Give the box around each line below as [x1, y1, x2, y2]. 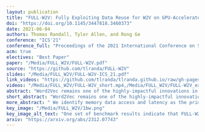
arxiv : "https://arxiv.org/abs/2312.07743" [6, 116, 119, 122]
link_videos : [6, 77, 40, 83]
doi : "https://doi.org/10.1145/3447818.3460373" [6, 20, 132, 26]
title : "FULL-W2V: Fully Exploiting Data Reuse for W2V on [6, 15, 160, 21]
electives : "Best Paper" [6, 54, 70, 60]
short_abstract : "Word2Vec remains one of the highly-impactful [6, 94, 173, 100]
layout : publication [6, 9, 59, 15]
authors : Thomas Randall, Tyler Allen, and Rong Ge [6, 32, 140, 38]
